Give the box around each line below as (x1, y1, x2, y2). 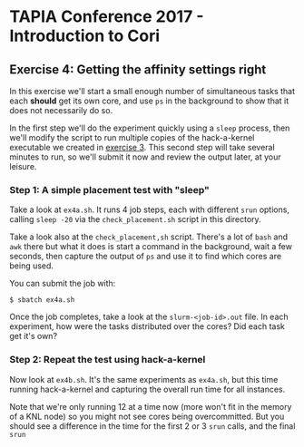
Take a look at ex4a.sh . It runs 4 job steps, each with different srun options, (9, 204, 290, 215)
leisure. (9, 161, 37, 171)
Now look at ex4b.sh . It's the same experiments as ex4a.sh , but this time (9, 374, 279, 384)
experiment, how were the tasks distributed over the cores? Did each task (9, 321, 286, 332)
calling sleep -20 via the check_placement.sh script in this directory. (9, 214, 261, 225)
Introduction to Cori (9, 25, 161, 46)
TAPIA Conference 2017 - (9, 6, 204, 27)
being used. (9, 260, 54, 271)
